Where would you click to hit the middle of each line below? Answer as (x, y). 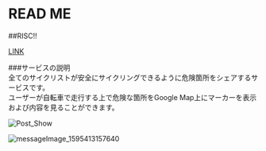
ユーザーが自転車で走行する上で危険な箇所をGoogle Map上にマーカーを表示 (133, 97)
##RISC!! (23, 36)
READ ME (40, 14)
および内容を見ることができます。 (64, 107)
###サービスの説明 (39, 68)
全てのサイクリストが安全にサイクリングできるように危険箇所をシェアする (130, 77)
